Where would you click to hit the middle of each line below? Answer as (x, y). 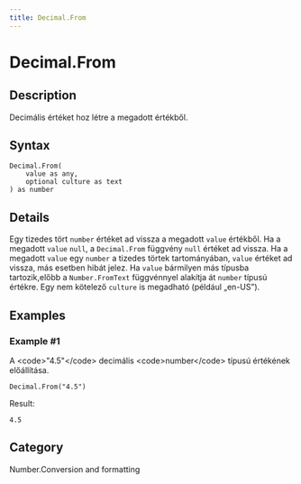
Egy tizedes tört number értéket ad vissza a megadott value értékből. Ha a (145, 239)
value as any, (52, 174)
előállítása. (29, 370)
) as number (32, 190)
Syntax (30, 146)
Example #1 (35, 341)
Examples (37, 315)
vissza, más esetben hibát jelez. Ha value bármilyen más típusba (129, 268)
